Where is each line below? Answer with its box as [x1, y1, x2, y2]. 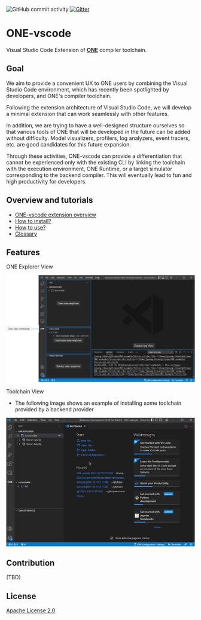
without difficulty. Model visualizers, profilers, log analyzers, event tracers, [6, 135, 190, 142]
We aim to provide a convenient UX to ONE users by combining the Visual [6, 80, 188, 87]
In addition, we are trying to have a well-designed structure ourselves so [6, 121, 185, 129]
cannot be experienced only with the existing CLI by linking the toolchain [6, 158, 185, 166]
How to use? [14, 224, 46, 231]
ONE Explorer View [6, 263, 53, 270]
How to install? [14, 217, 52, 224]
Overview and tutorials [6, 195, 93, 206]
